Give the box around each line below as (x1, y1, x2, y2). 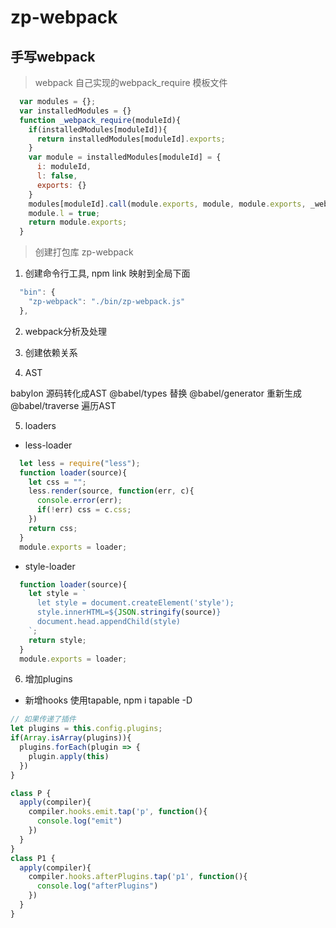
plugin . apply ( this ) (28, 751, 110, 761)
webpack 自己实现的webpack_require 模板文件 (34, 77, 228, 88)
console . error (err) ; (36, 496, 123, 506)
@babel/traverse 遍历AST (10, 399, 117, 411)
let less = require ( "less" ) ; (19, 458, 141, 468)
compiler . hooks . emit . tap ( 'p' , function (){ (28, 807, 208, 817)
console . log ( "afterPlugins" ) (36, 881, 159, 891)
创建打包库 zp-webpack (34, 246, 134, 258)
